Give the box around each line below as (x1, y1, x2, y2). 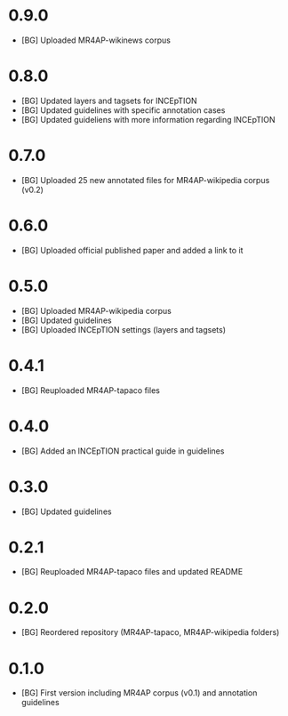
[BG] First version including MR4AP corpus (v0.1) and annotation (20, 688, 258, 698)
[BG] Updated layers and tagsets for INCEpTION (20, 95, 197, 106)
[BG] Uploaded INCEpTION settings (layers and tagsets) (20, 324, 227, 334)
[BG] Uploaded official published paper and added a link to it (20, 245, 244, 255)
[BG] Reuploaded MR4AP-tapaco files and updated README (20, 567, 244, 577)
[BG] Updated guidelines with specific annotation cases (20, 104, 226, 116)
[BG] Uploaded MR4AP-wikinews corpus (20, 35, 171, 45)
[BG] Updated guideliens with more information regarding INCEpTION (20, 114, 276, 125)
